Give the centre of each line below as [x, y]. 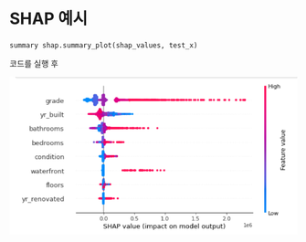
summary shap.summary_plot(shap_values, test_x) [104, 45]
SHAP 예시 [49, 19]
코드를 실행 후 [34, 63]
